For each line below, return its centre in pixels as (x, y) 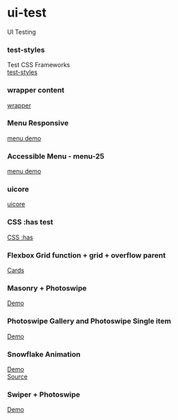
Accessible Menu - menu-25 (56, 156)
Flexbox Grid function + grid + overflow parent (87, 255)
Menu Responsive (38, 123)
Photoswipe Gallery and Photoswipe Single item (89, 321)
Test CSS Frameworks (39, 65)
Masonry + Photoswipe (47, 288)
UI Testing (22, 32)
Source (17, 376)
